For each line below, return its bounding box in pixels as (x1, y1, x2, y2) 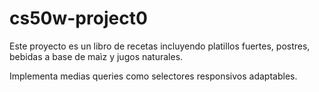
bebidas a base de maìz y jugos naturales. (9, 50, 184, 62)
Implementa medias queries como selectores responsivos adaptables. (9, 70, 298, 82)
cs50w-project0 (9, 7, 148, 30)
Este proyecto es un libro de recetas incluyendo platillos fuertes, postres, (9, 40, 311, 52)
